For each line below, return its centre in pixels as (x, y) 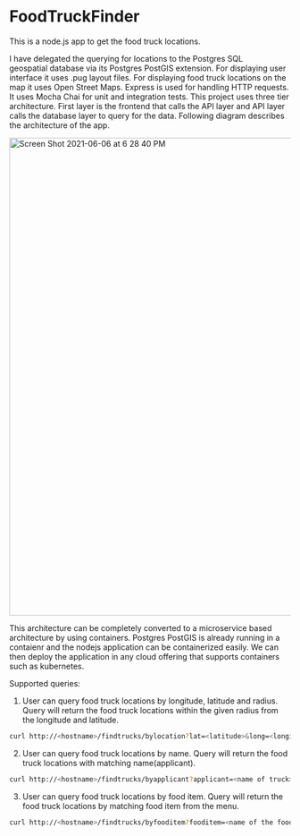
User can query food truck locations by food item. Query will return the (153, 796)
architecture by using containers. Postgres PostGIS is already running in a (145, 637)
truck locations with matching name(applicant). (109, 763)
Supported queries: (45, 683)
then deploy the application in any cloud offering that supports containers (144, 656)
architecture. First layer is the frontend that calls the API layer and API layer (147, 106)
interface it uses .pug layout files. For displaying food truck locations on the (148, 77)
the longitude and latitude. (70, 720)
